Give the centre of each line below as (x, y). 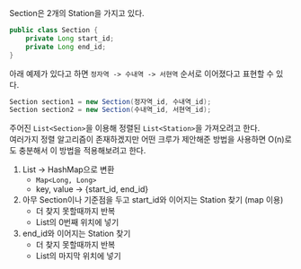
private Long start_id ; (70, 39)
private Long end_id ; (66, 47)
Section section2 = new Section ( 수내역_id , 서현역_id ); (111, 110)
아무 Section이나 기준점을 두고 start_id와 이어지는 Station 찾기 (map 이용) (153, 200)
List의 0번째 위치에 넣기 (77, 222)
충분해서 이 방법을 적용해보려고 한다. (82, 151)
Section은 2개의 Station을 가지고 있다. (77, 13)
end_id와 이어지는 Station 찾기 (76, 234)
